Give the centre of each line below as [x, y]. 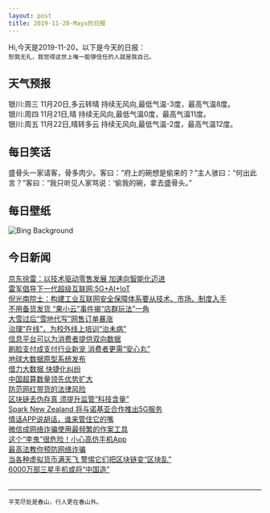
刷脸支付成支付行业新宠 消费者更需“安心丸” [80, 348]
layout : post [30, 16]
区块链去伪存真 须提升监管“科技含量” [69, 399]
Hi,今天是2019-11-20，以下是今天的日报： [77, 47]
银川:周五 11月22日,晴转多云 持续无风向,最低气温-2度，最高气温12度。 [123, 124]
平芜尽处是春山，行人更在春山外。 [55, 502]
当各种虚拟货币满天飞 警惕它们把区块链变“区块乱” [90, 459]
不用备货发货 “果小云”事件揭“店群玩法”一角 [79, 308]
